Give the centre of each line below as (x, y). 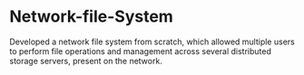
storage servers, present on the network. (86, 61)
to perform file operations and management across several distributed (141, 51)
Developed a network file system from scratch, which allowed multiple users (152, 42)
